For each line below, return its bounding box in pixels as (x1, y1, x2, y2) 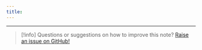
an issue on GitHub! (20, 37, 70, 45)
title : (6, 8, 23, 15)
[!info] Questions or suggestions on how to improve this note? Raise (20, 31, 189, 38)
